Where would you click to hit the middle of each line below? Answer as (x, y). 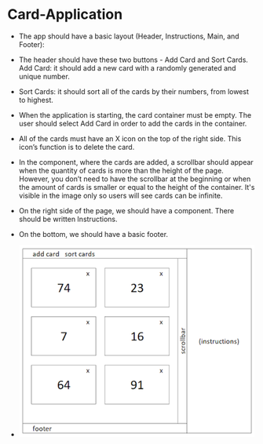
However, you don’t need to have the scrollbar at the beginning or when (135, 179)
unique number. (44, 76)
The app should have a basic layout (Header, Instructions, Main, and (129, 36)
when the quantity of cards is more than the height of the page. (121, 170)
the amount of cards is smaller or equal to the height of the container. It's (137, 187)
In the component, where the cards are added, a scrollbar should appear (136, 162)
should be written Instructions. (68, 219)
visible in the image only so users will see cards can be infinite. (121, 195)
